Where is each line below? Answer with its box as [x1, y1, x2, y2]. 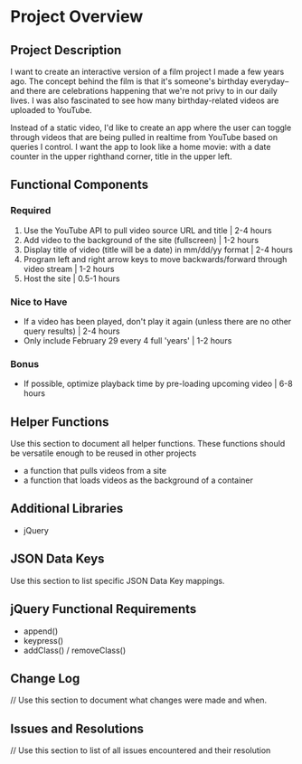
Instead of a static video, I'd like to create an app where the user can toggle [10, 122, 292, 133]
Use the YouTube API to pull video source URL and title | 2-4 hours [23, 224, 272, 236]
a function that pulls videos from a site [23, 466, 166, 476]
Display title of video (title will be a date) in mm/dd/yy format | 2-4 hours [23, 244, 293, 255]
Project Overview [10, 6, 144, 27]
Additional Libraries [10, 501, 124, 516]
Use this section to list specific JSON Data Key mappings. [10, 575, 225, 586]
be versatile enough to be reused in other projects [10, 448, 197, 458]
